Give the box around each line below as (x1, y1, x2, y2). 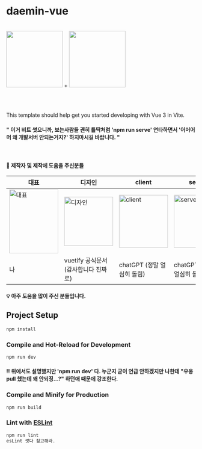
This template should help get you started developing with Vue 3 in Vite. (6, 111, 185, 119)
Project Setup (6, 310, 59, 320)
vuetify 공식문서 (64, 256, 108, 265)
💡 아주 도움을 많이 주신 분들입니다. (6, 292, 86, 299)
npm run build (6, 404, 42, 410)
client (135, 178, 152, 187)
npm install (6, 326, 36, 332)
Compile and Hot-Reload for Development (6, 340, 131, 348)
